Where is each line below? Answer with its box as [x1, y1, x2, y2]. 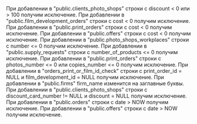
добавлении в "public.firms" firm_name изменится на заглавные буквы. [6, 80, 185, 87]
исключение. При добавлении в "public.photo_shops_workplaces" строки [6, 36, 189, 43]
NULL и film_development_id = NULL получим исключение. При [6, 73, 165, 81]
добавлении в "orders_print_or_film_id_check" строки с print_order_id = [6, 68, 182, 74]
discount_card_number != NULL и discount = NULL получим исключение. [6, 92, 187, 99]
